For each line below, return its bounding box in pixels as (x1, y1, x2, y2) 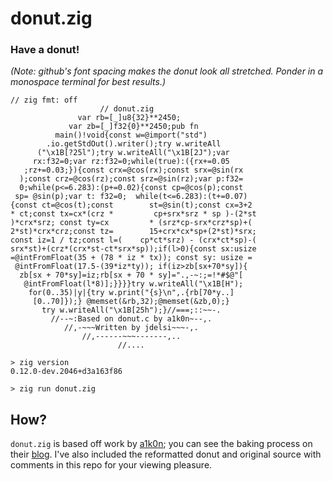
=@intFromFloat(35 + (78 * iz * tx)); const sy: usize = (10, 253, 253, 263)
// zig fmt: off (10, 95, 78, 106)
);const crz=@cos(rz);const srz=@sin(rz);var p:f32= (19, 174, 244, 184)
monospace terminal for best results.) (10, 76, 167, 88)
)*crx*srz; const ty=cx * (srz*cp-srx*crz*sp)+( (10, 218, 253, 228)
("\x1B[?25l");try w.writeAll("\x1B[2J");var (36, 148, 230, 158)
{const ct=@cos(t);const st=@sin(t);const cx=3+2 (10, 200, 253, 211)
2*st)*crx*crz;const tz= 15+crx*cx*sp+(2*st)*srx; (10, 227, 257, 237)
